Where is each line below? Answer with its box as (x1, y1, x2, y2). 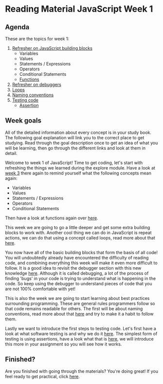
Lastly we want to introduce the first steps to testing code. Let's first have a (5, 325, 157, 331)
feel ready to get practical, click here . (5, 373, 80, 379)
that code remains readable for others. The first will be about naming (5, 305, 143, 311)
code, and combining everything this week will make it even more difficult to (5, 260, 158, 266)
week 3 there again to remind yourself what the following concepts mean (5, 170, 152, 176)
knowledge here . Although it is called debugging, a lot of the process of (5, 270, 149, 276)
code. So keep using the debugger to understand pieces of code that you (5, 280, 152, 286)
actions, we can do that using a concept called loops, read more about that (5, 235, 156, 240)
